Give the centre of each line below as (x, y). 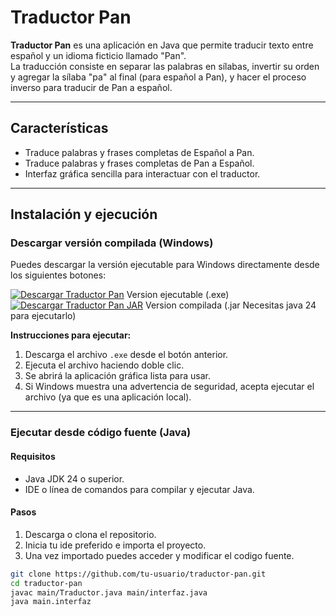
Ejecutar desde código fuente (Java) (101, 433)
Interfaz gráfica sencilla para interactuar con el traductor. (142, 173)
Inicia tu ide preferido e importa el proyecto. (115, 545)
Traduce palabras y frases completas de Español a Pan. (139, 152)
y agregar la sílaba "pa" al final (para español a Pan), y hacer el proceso (158, 77)
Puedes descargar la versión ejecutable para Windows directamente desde (165, 265)
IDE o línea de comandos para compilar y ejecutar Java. (139, 489)
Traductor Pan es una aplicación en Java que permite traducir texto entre (162, 45)
